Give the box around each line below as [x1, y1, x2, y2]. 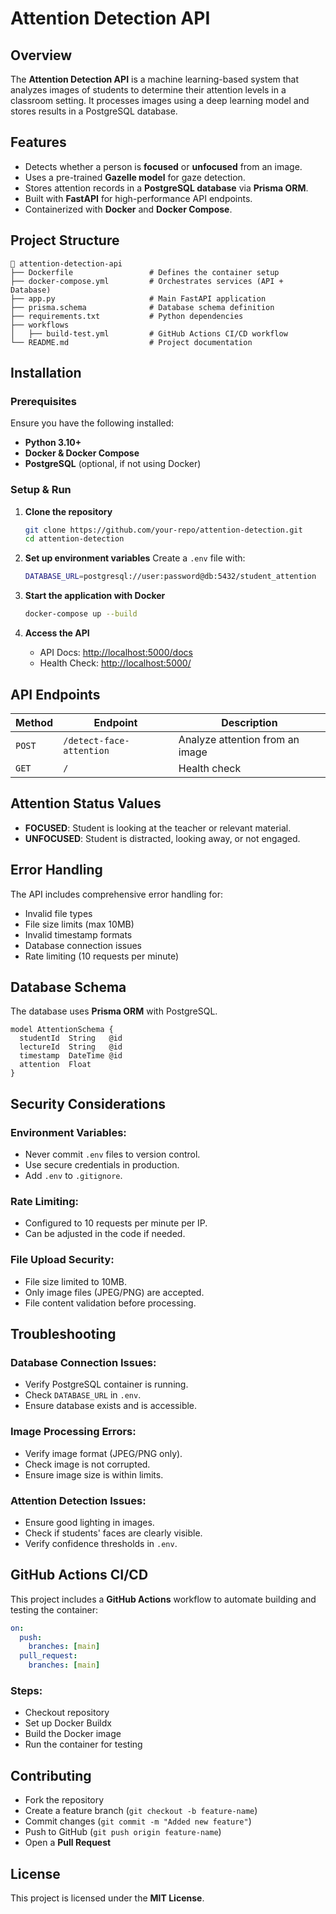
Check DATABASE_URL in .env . [24, 1389, 142, 1401]
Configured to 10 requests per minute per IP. [24, 1217, 208, 1229]
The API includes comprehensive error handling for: [10, 888, 224, 900]
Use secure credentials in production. [24, 1159, 180, 1171]
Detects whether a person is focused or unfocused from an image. [24, 160, 303, 172]
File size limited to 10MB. [24, 1275, 128, 1287]
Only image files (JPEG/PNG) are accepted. [24, 1286, 205, 1298]
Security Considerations [10, 1095, 167, 1112]
